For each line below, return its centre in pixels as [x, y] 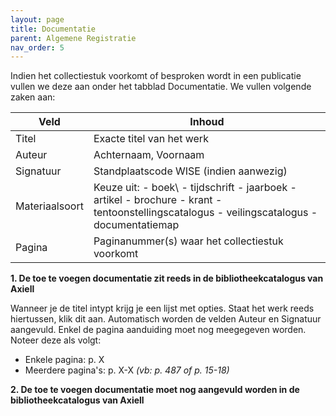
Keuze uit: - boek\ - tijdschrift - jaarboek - [195, 188]
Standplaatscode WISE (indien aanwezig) [190, 171]
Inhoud [207, 122]
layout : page [37, 19]
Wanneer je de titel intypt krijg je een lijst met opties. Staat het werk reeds [162, 308]
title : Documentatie [53, 29]
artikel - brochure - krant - [158, 200]
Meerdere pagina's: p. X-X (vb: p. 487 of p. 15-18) [127, 370]
